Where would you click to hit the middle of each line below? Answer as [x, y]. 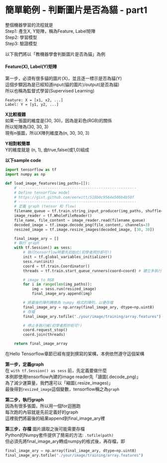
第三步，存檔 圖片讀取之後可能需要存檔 [45, 429]
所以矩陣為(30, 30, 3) [27, 127]
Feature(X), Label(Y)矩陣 [31, 66]
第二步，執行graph [25, 400]
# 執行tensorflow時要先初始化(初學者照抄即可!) [68, 252]
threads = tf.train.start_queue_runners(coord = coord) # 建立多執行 [92, 271]
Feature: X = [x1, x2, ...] [34, 100]
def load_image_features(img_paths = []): [48, 183]
